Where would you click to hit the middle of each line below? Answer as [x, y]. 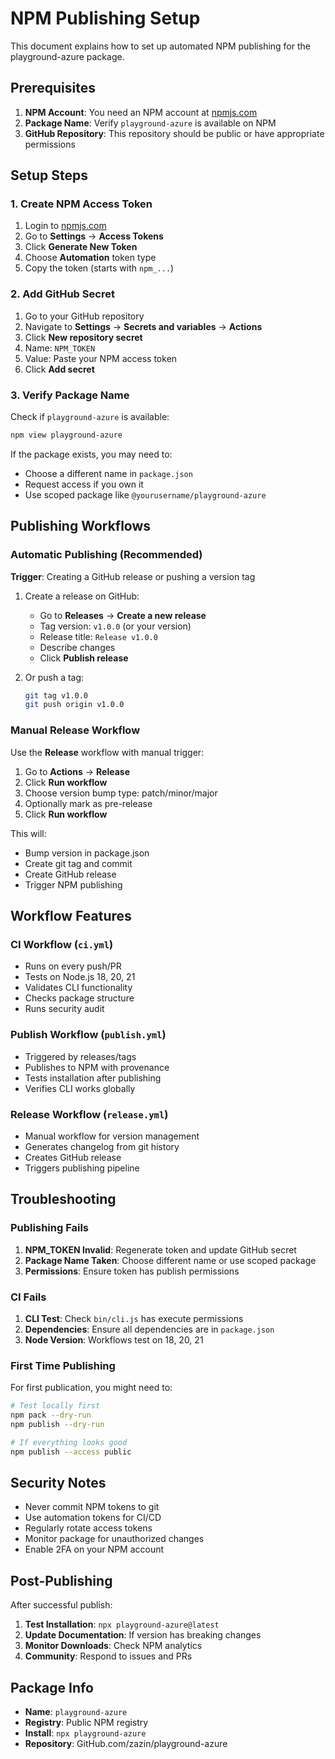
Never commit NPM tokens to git [92, 1507]
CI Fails [28, 1297]
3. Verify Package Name [70, 395]
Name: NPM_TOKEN [60, 348]
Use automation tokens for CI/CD [93, 1518]
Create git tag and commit [78, 863]
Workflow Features [71, 916]
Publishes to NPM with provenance [97, 1067]
